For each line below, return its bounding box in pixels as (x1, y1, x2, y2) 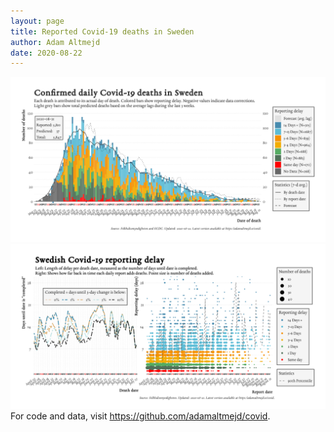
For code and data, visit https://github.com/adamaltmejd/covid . (10, 410, 271, 422)
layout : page (10, 16, 65, 26)
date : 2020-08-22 (10, 48, 83, 58)
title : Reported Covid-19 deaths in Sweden (10, 26, 195, 37)
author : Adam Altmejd (10, 37, 101, 47)
